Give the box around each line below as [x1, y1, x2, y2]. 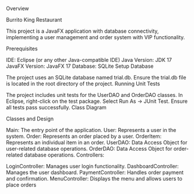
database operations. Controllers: [24, 151, 105, 158]
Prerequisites [6, 45, 38, 52]
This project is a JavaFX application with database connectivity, [6, 27, 159, 34]
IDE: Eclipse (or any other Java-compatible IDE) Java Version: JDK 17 [6, 57, 172, 63]
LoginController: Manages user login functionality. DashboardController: [6, 163, 179, 169]
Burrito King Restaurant [6, 16, 62, 23]
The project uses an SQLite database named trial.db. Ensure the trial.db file [6, 74, 186, 81]
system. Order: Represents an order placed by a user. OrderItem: [6, 133, 162, 140]
